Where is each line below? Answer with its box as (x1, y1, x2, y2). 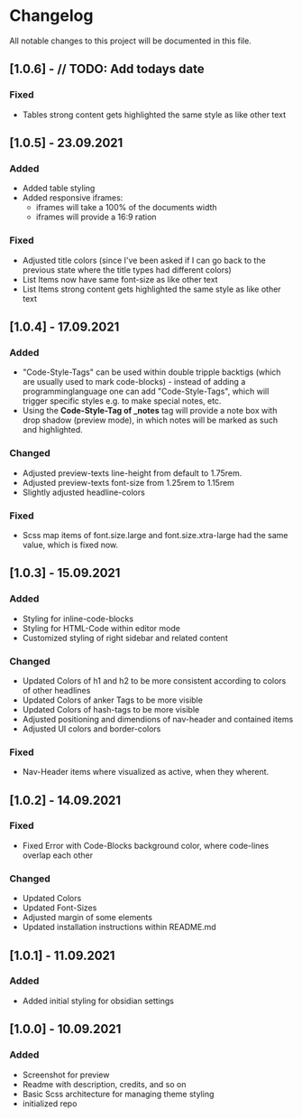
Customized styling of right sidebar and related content (22, 632, 228, 643)
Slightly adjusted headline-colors (22, 487, 146, 498)
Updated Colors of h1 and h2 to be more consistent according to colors (22, 675, 287, 686)
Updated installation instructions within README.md (22, 922, 216, 933)
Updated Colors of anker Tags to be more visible (22, 694, 203, 705)
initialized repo (22, 1098, 78, 1109)
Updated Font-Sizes (22, 902, 97, 913)
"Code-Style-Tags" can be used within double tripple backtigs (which (22, 367, 281, 377)
